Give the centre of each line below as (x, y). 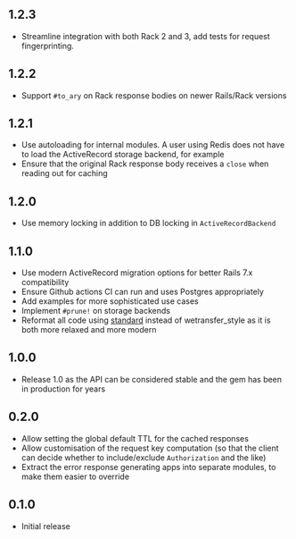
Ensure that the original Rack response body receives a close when (145, 164)
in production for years (63, 389)
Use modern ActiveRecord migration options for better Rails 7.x (137, 273)
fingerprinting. (48, 46)
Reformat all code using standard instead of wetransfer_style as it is (146, 320)
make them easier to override (75, 476)
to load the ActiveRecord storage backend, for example (123, 155)
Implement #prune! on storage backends (96, 311)
